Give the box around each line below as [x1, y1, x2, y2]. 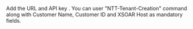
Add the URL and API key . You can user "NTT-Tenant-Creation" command [6, 5, 188, 12]
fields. [6, 17, 22, 24]
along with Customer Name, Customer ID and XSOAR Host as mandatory [6, 11, 183, 18]
